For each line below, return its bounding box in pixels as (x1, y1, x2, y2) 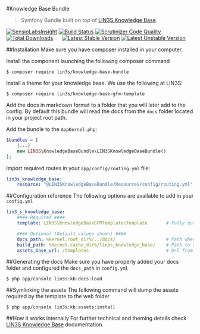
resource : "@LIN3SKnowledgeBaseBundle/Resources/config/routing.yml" (17, 182, 193, 188)
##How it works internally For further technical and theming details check (6, 315, 187, 322)
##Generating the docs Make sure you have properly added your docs (6, 258, 179, 266)
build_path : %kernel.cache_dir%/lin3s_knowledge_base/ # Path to (17, 242, 190, 248)
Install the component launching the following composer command (6, 58, 170, 64)
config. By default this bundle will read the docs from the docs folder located (6, 108, 193, 115)
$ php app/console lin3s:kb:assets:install (6, 304, 116, 310)
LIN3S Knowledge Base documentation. (6, 321, 104, 328)
